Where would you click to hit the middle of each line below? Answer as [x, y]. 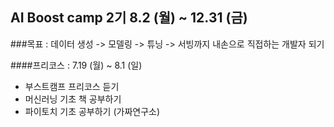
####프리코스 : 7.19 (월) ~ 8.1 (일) [76, 65]
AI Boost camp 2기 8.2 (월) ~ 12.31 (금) [129, 18]
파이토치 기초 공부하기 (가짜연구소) [92, 111]
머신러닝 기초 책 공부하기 [73, 99]
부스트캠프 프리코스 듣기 [72, 86]
